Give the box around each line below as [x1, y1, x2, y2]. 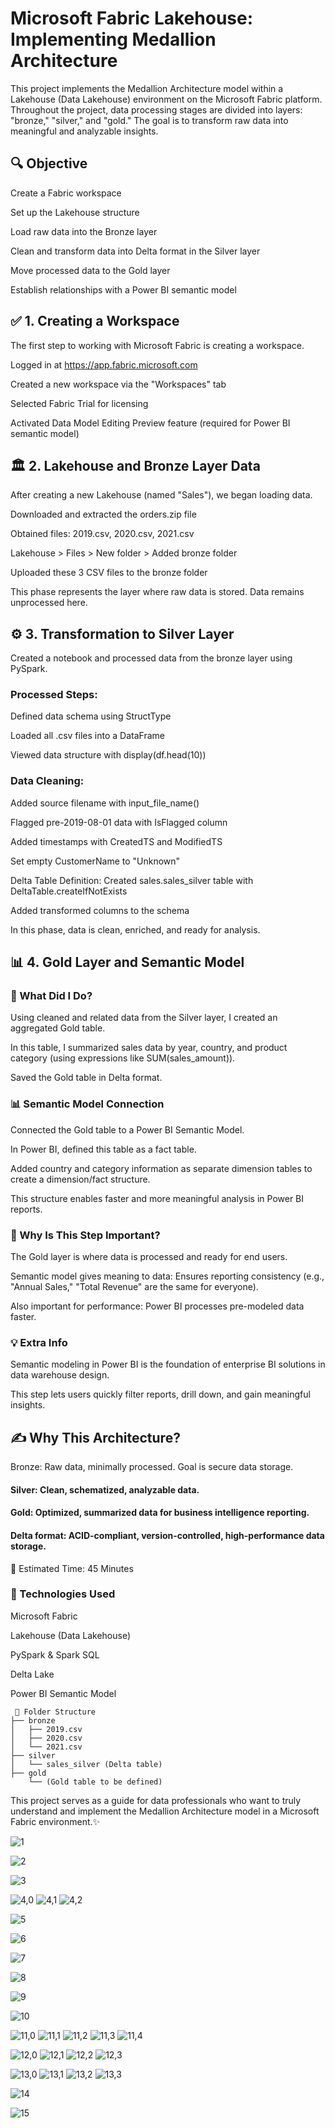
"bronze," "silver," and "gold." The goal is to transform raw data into [10, 114, 289, 126]
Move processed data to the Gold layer [10, 264, 171, 276]
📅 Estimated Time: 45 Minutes [10, 1562, 134, 1574]
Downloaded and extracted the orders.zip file [10, 508, 197, 521]
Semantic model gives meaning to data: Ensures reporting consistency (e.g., [10, 1270, 325, 1282]
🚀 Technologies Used [10, 1587, 116, 1601]
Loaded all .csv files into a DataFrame [10, 730, 165, 742]
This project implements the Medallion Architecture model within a [10, 82, 284, 94]
